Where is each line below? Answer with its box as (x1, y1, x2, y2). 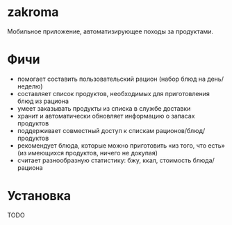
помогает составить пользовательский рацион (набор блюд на (17, 75, 206, 83)
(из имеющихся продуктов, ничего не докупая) (17, 148, 158, 157)
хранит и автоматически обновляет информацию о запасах (17, 111, 196, 120)
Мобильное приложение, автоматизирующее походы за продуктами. (7, 27, 214, 36)
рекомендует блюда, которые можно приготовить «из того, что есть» (17, 141, 226, 150)
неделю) (17, 82, 43, 91)
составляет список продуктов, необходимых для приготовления (17, 89, 210, 98)
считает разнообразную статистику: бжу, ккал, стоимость (17, 156, 192, 164)
